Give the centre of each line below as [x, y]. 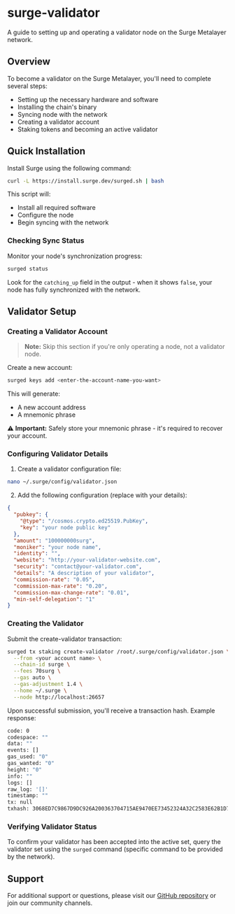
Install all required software [56, 208]
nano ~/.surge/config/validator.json [62, 482]
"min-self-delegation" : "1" [55, 599]
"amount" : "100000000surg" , [55, 541]
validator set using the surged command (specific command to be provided [115, 849]
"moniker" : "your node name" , [57, 547]
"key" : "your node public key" [65, 527]
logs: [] [20, 783]
